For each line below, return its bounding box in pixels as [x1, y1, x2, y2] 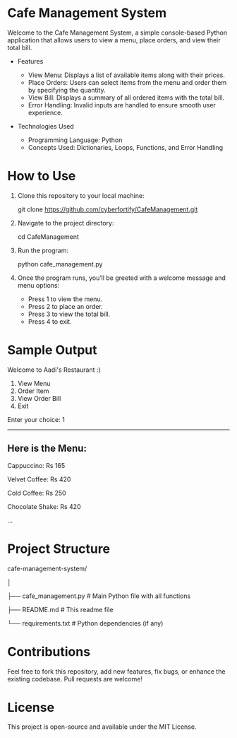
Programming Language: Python [28, 136, 123, 144]
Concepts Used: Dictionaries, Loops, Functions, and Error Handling [28, 143, 224, 151]
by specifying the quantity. [28, 86, 106, 94]
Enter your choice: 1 [7, 415, 65, 423]
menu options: [17, 281, 60, 289]
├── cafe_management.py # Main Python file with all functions [7, 592, 191, 600]
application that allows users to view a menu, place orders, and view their [7, 35, 221, 44]
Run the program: [17, 246, 69, 254]
